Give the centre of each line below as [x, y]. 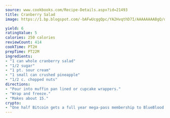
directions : [18, 84]
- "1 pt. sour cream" [28, 70]
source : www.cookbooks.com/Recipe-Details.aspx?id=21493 [67, 10]
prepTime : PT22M [22, 51]
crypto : [13, 103]
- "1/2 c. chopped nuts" [31, 80]
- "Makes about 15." [27, 98]
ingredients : [19, 56]
